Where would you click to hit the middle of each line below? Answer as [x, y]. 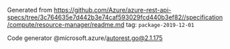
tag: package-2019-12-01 [160, 24]
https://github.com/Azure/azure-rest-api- [113, 10]
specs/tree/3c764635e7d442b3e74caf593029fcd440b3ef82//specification [115, 17]
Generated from [30, 10]
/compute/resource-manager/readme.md [66, 24]
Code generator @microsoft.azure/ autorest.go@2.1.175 [85, 38]
